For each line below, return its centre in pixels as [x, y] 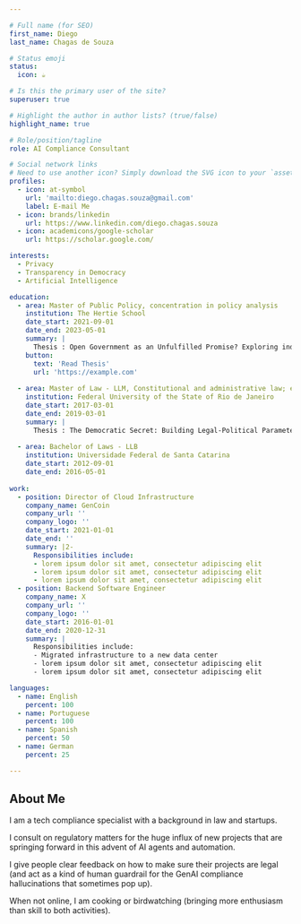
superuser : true [39, 99]
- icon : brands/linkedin [64, 215]
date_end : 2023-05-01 [65, 331]
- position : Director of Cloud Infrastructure [106, 497]
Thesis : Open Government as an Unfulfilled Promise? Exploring [155, 347]
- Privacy [35, 264]
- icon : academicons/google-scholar [86, 231]
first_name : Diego [43, 34]
